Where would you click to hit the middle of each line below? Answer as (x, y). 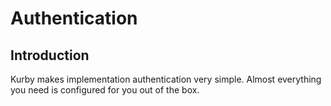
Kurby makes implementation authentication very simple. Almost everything (166, 79)
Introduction (50, 55)
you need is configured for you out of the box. (105, 90)
